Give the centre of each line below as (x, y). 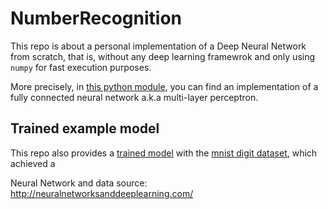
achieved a (33, 163)
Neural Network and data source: (79, 183)
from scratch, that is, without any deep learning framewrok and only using (163, 56)
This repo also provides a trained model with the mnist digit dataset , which (164, 153)
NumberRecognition (96, 18)
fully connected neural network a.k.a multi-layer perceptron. (134, 97)
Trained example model (85, 128)
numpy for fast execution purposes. (81, 67)
